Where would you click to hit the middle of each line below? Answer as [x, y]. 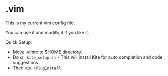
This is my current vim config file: [40, 23]
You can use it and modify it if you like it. [47, 32]
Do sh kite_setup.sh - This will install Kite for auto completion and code [88, 57]
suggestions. [26, 62]
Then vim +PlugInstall [37, 68]
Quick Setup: [19, 42]
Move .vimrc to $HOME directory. [47, 52]
